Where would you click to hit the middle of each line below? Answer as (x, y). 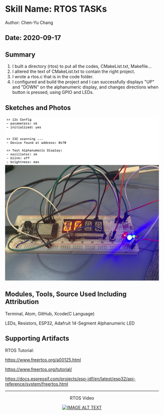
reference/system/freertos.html (37, 384)
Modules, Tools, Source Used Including (66, 294)
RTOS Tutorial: (20, 350)
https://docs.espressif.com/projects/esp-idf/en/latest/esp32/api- (70, 379)
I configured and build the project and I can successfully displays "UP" (83, 82)
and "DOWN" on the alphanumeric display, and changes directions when (85, 87)
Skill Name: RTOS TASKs (56, 9)
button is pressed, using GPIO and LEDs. (53, 92)
